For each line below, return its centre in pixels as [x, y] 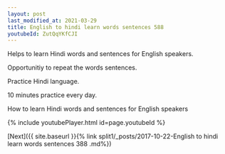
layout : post [27, 14]
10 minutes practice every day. [52, 95]
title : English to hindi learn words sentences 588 [85, 27]
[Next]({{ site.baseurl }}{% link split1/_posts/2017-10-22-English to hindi [113, 136]
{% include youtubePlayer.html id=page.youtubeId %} [87, 123]
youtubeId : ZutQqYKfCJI [43, 34]
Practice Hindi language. [43, 82]
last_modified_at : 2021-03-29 [52, 21]
